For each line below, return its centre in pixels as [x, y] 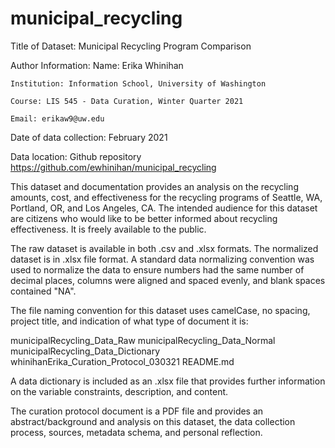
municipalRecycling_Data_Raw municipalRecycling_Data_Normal [143, 340]
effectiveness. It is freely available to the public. [108, 229]
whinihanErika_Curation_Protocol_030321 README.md [122, 361]
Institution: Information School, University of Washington [138, 83]
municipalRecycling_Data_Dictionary [85, 351]
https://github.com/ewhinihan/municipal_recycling [113, 167]
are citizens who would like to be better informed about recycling [144, 218]
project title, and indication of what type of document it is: [129, 321]
